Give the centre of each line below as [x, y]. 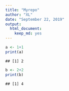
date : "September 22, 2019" [35, 19]
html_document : [26, 29]
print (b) [14, 75]
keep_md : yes [28, 33]
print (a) [14, 52]
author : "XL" [19, 15]
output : [13, 24]
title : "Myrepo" [22, 10]
